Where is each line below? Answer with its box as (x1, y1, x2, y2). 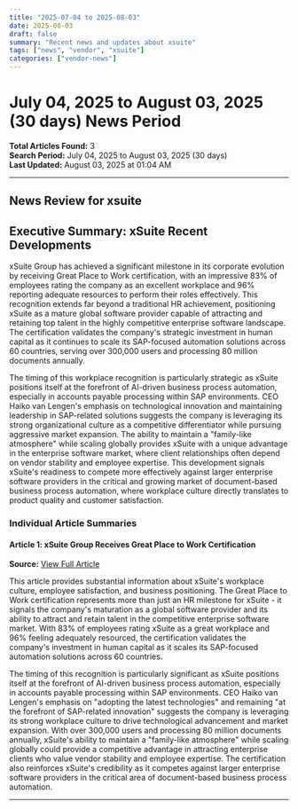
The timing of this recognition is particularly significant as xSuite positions (9, 669, 279, 679)
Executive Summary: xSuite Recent (9, 224, 208, 239)
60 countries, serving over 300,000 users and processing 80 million (9, 346, 258, 357)
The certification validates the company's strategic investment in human (9, 327, 273, 338)
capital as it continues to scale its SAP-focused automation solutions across (9, 336, 286, 347)
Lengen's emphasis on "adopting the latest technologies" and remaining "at (9, 697, 286, 708)
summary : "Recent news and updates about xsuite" (9, 37, 197, 47)
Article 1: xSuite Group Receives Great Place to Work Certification (9, 538, 256, 550)
